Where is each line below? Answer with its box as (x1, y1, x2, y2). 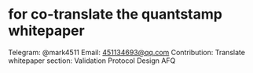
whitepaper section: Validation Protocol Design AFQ (8, 56, 176, 65)
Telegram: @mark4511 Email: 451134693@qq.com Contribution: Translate (8, 47, 246, 57)
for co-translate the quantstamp (8, 5, 222, 23)
